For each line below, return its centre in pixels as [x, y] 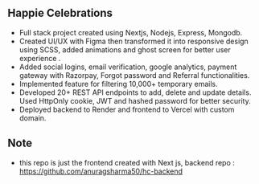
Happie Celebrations [60, 13]
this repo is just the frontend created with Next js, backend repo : [127, 162]
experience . [40, 58]
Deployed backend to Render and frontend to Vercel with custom [127, 109]
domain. [33, 118]
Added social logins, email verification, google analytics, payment [128, 67]
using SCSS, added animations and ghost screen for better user [125, 49]
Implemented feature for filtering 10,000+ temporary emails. [118, 84]
